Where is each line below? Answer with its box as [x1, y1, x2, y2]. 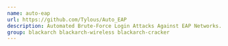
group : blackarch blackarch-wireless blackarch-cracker [7, 28, 170, 36]
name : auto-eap [7, 9, 51, 17]
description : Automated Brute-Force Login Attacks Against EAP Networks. [7, 22, 223, 29]
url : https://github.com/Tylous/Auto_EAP [7, 16, 127, 23]
